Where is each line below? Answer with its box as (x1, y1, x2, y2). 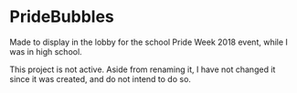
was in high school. (9, 46, 82, 57)
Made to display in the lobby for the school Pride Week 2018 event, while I (9, 36, 288, 47)
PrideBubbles (9, 6, 114, 27)
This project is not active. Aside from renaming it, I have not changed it (9, 64, 276, 75)
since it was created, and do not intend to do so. (9, 73, 192, 84)
